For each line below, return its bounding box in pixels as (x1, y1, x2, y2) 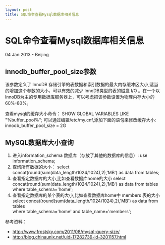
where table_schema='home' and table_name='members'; (12, 209, 131, 215)
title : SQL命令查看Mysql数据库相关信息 (5, 12, 79, 17)
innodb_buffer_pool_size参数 (5, 67, 97, 76)
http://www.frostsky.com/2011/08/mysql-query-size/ (12, 229, 120, 235)
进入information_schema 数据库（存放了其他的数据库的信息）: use (12, 152, 148, 158)
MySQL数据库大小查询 (5, 138, 74, 147)
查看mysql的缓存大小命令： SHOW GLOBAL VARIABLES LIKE (5, 111, 129, 117)
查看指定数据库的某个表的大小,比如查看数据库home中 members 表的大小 (12, 192, 160, 198)
